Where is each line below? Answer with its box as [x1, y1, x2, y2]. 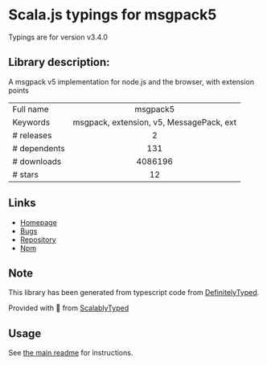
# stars [12, 169, 39, 180]
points [8, 85, 30, 95]
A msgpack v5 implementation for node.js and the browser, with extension [8, 76, 255, 86]
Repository [19, 235, 56, 244]
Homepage [19, 217, 58, 227]
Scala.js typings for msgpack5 [8, 6, 217, 24]
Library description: [8, 55, 110, 69]
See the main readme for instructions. [8, 348, 133, 358]
